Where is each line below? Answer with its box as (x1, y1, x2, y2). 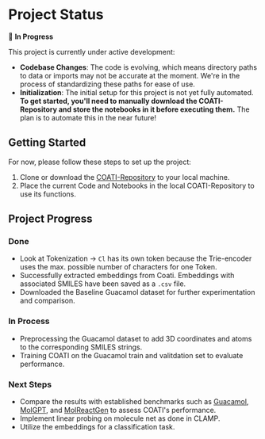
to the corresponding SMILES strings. (19, 342, 143, 352)
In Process (8, 315, 50, 326)
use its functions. (19, 189, 77, 199)
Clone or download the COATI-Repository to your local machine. (19, 172, 230, 181)
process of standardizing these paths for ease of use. (19, 79, 196, 89)
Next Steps (8, 379, 52, 390)
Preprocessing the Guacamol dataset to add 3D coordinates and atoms (19, 334, 252, 343)
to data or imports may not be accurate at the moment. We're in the (19, 71, 240, 80)
